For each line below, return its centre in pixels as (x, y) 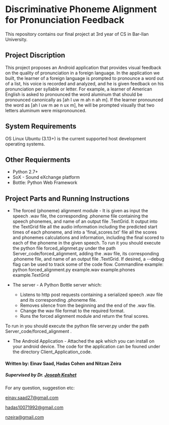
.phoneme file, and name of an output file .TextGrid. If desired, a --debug (88, 259)
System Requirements (41, 127)
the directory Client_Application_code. (52, 352)
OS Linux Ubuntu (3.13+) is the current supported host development (76, 138)
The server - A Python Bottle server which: (57, 285)
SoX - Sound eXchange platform (46, 177)
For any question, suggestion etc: (40, 388)
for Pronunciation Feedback (65, 20)
